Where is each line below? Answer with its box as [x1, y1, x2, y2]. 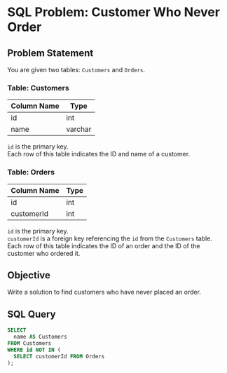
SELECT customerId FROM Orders [13, 353, 105, 360]
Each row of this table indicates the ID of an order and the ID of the [7, 241, 200, 250]
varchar [66, 124, 92, 134]
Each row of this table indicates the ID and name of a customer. [7, 150, 191, 158]
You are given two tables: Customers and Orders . [7, 66, 146, 74]
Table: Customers [7, 83, 69, 93]
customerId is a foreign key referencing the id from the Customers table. [7, 234, 212, 243]
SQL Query [7, 308, 56, 320]
